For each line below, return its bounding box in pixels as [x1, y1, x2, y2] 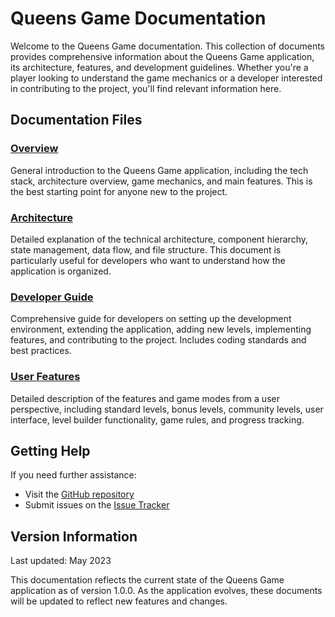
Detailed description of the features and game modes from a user [10, 392, 280, 404]
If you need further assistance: [10, 469, 137, 481]
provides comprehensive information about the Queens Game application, [10, 50, 315, 62]
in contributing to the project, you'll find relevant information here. [10, 82, 282, 94]
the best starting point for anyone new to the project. [10, 185, 228, 197]
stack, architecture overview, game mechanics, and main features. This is [10, 175, 313, 187]
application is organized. [10, 265, 112, 277]
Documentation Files [10, 112, 143, 129]
